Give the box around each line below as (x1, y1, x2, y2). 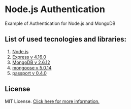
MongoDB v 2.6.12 (12, 59, 50, 65)
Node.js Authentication (5, 4, 105, 15)
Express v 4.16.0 (12, 54, 46, 60)
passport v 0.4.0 (12, 70, 47, 76)
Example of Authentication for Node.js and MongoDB (5, 20, 116, 26)
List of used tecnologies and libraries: (5, 35, 127, 44)
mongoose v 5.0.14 (12, 64, 52, 70)
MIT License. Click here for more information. (5, 98, 100, 104)
